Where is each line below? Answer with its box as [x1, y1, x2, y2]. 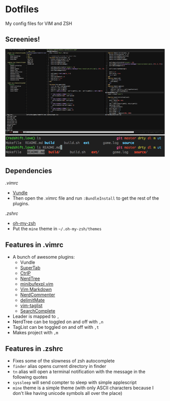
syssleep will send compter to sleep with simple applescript [12, 380, 137, 385]
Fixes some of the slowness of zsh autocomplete [12, 358, 115, 364]
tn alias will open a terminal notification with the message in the [12, 368, 146, 375]
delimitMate [20, 297, 45, 303]
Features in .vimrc [5, 240, 64, 249]
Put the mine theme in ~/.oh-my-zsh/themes [12, 226, 102, 232]
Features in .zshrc [5, 344, 63, 353]
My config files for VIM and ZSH [5, 20, 72, 26]
